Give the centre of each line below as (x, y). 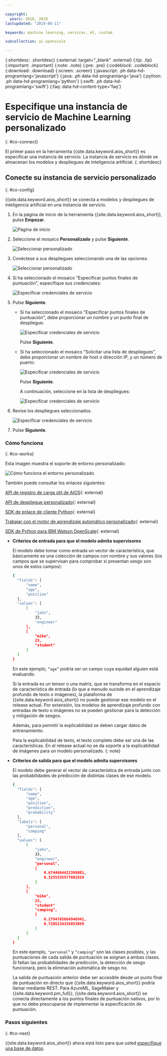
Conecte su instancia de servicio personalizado (81, 178)
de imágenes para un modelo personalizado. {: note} (66, 751)
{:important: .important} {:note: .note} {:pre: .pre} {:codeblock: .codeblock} (82, 65)
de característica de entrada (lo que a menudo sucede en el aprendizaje (86, 689)
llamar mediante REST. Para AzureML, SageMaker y (65, 988)
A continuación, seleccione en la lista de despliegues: (75, 391)
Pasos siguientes (26, 1023)
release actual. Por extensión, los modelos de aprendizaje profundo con (86, 705)
